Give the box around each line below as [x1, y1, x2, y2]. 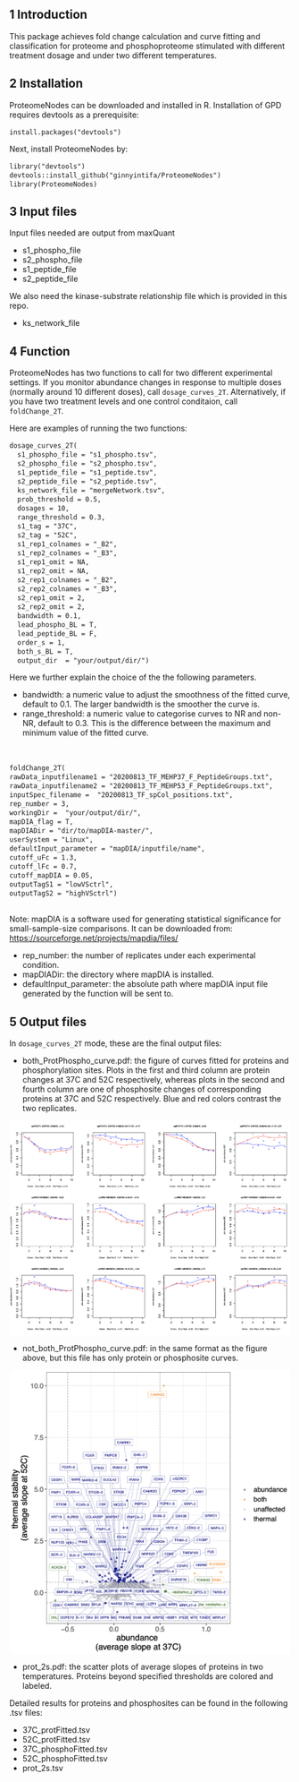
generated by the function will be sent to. [21, 989, 174, 999]
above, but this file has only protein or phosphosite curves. [21, 1352, 239, 1363]
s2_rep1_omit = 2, [17, 594, 87, 603]
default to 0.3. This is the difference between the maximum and [37, 718, 271, 729]
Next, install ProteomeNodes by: [9, 143, 129, 154]
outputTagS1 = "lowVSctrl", [9, 880, 114, 889]
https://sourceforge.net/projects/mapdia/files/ [9, 933, 179, 944]
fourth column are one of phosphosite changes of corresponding [21, 1084, 262, 1095]
